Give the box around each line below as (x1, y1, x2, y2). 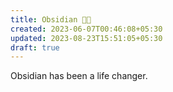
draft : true (10, 42, 60, 53)
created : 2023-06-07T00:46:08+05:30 (10, 24, 163, 34)
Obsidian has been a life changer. (10, 70, 148, 82)
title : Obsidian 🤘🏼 (10, 14, 92, 25)
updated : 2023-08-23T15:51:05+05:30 (10, 33, 163, 43)
